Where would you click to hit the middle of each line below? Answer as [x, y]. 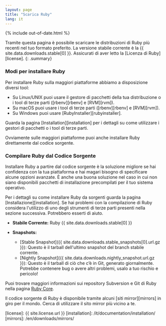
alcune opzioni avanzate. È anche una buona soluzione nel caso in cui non [81, 177]
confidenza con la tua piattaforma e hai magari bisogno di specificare [76, 171]
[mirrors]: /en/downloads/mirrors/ [40, 318]
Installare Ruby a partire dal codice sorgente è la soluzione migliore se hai [81, 166]
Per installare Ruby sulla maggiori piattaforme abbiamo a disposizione [77, 82]
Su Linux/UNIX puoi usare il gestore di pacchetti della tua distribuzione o [87, 97]
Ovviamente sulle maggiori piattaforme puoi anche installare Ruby [73, 138]
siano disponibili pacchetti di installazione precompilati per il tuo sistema [79, 182]
